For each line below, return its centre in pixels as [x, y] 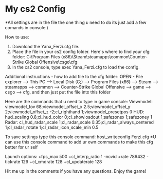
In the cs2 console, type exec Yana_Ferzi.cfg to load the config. [76, 67]
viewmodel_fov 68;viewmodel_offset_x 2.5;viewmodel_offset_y [68, 107]
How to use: [17, 37]
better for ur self [21, 147]
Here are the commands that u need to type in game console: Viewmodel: [79, 101]
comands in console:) [27, 27]
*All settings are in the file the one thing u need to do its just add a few [76, 22]
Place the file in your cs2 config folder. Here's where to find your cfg [81, 52]
